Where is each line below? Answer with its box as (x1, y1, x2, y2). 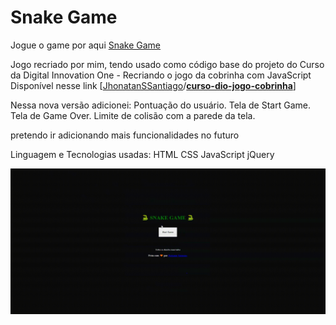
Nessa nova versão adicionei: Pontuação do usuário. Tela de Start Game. (10, 99, 311, 111)
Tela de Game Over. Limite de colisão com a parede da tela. (10, 109, 256, 121)
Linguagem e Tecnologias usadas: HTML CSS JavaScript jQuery (10, 148, 275, 160)
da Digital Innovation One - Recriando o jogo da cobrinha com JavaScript (10, 69, 312, 81)
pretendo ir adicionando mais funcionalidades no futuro (10, 129, 240, 141)
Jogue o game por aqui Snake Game (10, 39, 162, 51)
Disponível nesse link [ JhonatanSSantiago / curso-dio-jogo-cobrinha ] (10, 79, 297, 91)
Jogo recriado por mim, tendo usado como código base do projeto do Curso (10, 58, 325, 70)
